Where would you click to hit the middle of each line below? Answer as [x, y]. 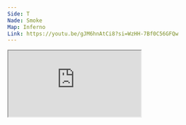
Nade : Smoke [25, 20]
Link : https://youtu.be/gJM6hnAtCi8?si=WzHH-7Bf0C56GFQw [93, 34]
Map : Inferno [27, 27]
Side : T [19, 14]
